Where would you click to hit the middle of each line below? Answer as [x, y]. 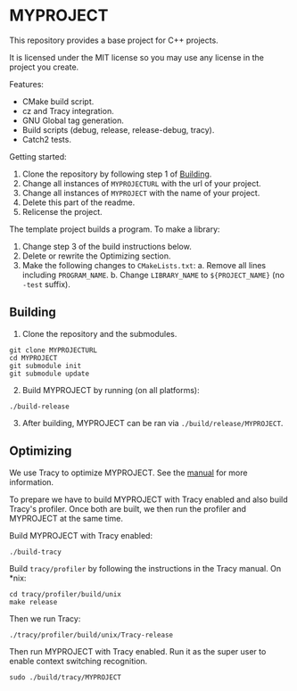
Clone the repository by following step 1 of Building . [117, 174]
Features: [27, 84]
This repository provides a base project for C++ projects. [114, 40]
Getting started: [38, 156]
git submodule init [45, 366]
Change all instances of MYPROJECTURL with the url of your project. [141, 183]
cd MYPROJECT [33, 358]
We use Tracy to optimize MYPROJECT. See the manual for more [128, 473]
